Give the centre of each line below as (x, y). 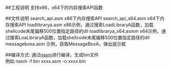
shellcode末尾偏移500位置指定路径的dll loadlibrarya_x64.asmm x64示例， (83, 31)
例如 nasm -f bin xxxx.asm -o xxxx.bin (46, 61)
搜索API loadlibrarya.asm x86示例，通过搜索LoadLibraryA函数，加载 (81, 25)
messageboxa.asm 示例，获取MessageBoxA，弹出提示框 (66, 44)
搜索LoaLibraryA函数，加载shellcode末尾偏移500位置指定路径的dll (80, 38)
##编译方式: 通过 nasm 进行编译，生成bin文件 (52, 55)
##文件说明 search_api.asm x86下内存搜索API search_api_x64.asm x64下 (83, 18)
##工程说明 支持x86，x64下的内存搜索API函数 (54, 7)
